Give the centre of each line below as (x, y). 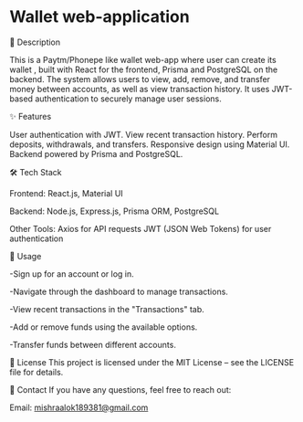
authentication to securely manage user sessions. (128, 99)
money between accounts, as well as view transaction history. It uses (140, 89)
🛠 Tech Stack (36, 172)
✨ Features (31, 116)
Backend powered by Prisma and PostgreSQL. (96, 153)
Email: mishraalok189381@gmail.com (79, 407)
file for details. (37, 372)
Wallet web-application (99, 17)
